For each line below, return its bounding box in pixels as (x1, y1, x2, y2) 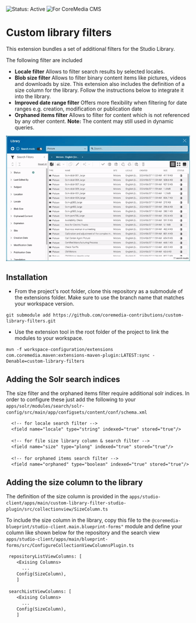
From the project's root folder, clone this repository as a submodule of (14, 288, 183, 295)
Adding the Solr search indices (6, 374, 121, 384)
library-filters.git (6, 318, 57, 324)
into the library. (14, 92, 51, 99)
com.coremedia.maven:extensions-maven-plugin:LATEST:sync (6, 353, 150, 359)
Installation (6, 273, 48, 283)
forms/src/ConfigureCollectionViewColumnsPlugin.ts (6, 543, 134, 549)
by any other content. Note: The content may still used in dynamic (14, 118, 174, 125)
